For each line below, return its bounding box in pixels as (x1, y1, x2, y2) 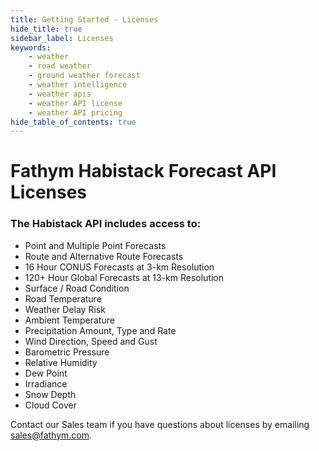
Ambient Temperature (24, 314, 115, 326)
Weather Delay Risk (24, 303, 106, 315)
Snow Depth (24, 388, 77, 400)
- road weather (28, 61, 92, 71)
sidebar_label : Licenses (10, 33, 114, 43)
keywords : (10, 42, 52, 53)
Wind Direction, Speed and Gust (24, 335, 158, 347)
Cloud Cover (24, 399, 77, 411)
